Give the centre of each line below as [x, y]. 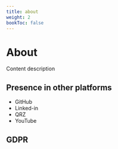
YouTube [26, 121]
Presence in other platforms [59, 87]
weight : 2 [18, 17]
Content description [31, 69]
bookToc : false [25, 23]
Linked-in [27, 108]
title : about [22, 12]
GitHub [24, 102]
